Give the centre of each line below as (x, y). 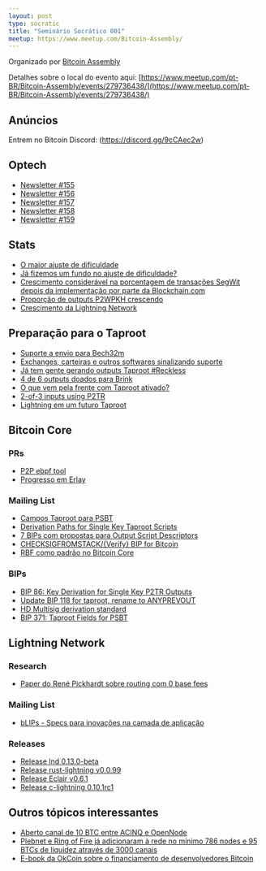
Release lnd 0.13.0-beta (59, 761)
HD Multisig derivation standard (73, 609)
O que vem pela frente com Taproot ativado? (95, 388)
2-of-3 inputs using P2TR (62, 396)
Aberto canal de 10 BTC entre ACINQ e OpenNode (104, 832)
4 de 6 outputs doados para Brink (76, 379)
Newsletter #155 (47, 184)
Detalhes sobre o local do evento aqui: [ (75, 77)
